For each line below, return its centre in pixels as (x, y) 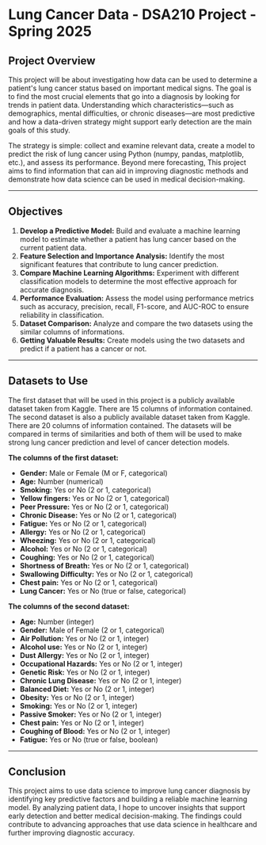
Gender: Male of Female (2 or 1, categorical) (92, 630)
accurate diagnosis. (52, 289)
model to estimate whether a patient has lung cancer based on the (128, 239)
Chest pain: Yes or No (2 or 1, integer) (82, 722)
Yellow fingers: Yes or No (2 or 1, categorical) (95, 498)
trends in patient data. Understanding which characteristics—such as (121, 105)
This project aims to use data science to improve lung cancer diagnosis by (129, 791)
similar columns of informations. (72, 331)
